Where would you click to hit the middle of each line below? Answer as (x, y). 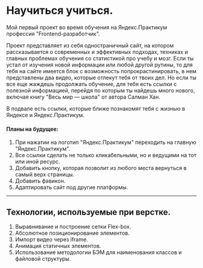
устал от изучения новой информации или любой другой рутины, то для (100, 65)
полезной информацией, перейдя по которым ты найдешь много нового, (101, 90)
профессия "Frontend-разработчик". (53, 33)
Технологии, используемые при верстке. (89, 212)
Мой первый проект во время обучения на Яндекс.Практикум (87, 27)
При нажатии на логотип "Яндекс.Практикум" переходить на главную (105, 142)
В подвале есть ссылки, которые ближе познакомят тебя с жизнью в (96, 108)
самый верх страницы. (44, 175)
